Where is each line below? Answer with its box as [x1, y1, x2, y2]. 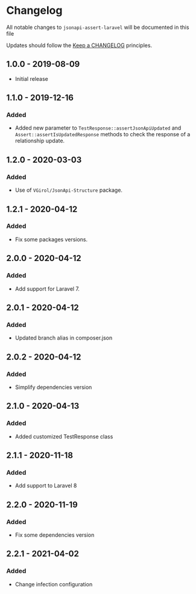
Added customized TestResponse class [14, 432, 113, 440]
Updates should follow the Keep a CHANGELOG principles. [6, 42, 153, 49]
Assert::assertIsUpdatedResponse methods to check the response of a [14, 131, 191, 138]
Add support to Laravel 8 [14, 482, 77, 489]
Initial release [14, 75, 48, 82]
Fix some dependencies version [14, 531, 95, 539]
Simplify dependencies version [14, 384, 92, 391]
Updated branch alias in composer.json [14, 334, 113, 341]
